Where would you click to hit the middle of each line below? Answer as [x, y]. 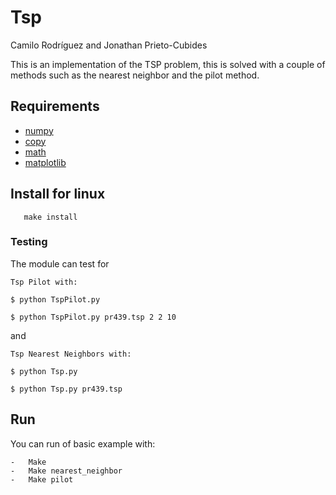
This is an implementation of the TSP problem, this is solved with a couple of [168, 64]
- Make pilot [42, 479]
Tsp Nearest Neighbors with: [71, 354]
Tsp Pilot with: [44, 282]
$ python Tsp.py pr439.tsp [66, 389]
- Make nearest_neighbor [66, 471]
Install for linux [58, 194]
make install [50, 217]
